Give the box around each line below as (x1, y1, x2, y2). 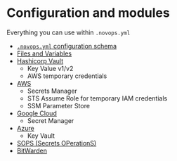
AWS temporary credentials (27, 72, 107, 80)
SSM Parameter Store (27, 101, 91, 110)
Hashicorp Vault (16, 56, 64, 65)
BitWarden (16, 146, 47, 155)
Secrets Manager (27, 86, 78, 95)
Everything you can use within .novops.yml (6, 28, 131, 37)
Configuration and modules (6, 5, 170, 21)
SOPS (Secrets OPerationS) (16, 139, 97, 147)
